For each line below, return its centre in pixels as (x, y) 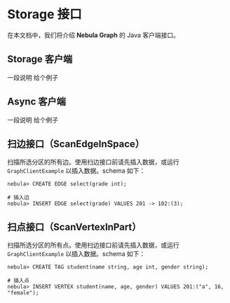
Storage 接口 (45, 14)
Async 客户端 (37, 102)
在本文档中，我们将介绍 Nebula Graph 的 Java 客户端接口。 (94, 35)
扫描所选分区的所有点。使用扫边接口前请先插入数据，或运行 (93, 245)
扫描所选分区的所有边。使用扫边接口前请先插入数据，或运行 (93, 162)
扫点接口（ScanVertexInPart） (74, 227)
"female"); (23, 293)
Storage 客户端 (40, 59)
